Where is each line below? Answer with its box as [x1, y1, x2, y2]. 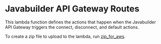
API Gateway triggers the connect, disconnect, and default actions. [5, 24, 139, 30]
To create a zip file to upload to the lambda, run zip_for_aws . [5, 33, 126, 39]
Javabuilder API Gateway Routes [5, 3, 140, 14]
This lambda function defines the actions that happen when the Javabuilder [5, 19, 156, 25]
